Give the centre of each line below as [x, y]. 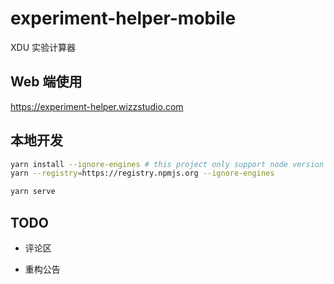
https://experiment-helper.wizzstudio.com [97, 106]
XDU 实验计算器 [43, 47]
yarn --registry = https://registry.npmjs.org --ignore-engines [142, 173]
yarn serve [33, 192]
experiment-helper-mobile [123, 18]
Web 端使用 [46, 82]
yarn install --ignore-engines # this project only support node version [167, 164]
